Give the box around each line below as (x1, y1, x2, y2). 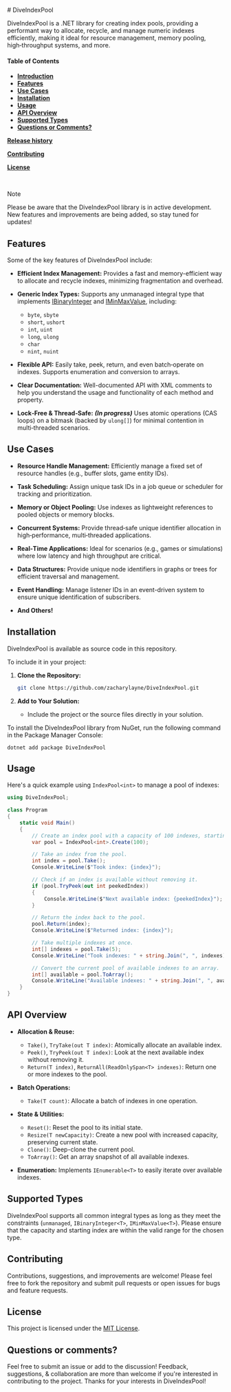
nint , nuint (27, 347, 60, 356)
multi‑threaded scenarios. (16, 424, 91, 432)
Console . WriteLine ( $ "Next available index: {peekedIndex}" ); (43, 895, 223, 902)
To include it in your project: (7, 657, 87, 666)
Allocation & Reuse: (16, 1027, 75, 1036)
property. (16, 395, 44, 404)
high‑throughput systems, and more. (7, 41, 111, 49)
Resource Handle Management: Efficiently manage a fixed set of (16, 461, 203, 470)
